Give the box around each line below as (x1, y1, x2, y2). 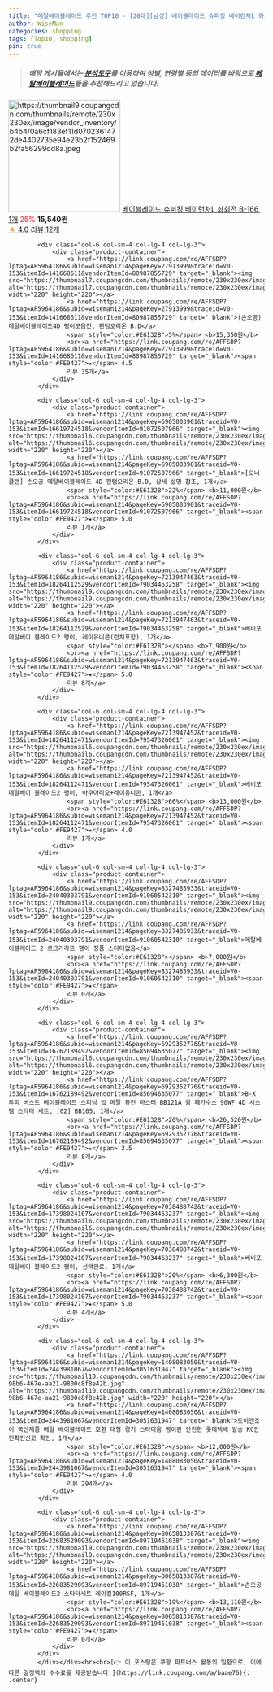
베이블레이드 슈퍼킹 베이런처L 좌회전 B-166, (121, 204, 261, 214)
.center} (8, 1677, 38, 1685)
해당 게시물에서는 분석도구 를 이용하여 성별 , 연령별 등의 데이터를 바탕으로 (28, 68, 254, 78)
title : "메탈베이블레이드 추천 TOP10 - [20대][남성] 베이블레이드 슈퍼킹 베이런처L (8, 11, 255, 20)
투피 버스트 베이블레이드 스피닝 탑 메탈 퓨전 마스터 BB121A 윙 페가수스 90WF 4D (8, 1099, 246, 1107)
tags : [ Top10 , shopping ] (8, 34, 93, 43)
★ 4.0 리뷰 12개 (8, 225, 60, 234)
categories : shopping (8, 27, 82, 35)
